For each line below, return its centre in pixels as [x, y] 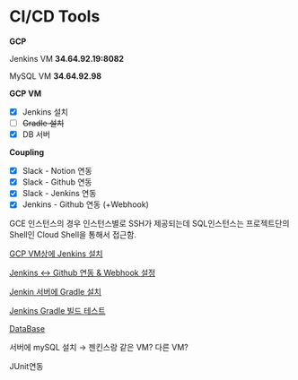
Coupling [27, 152]
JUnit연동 [26, 367]
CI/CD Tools [55, 17]
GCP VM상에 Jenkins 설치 [56, 254]
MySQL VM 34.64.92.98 [55, 76]
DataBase [27, 329]
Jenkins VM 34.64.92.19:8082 [66, 58]
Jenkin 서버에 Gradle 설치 [55, 292]
